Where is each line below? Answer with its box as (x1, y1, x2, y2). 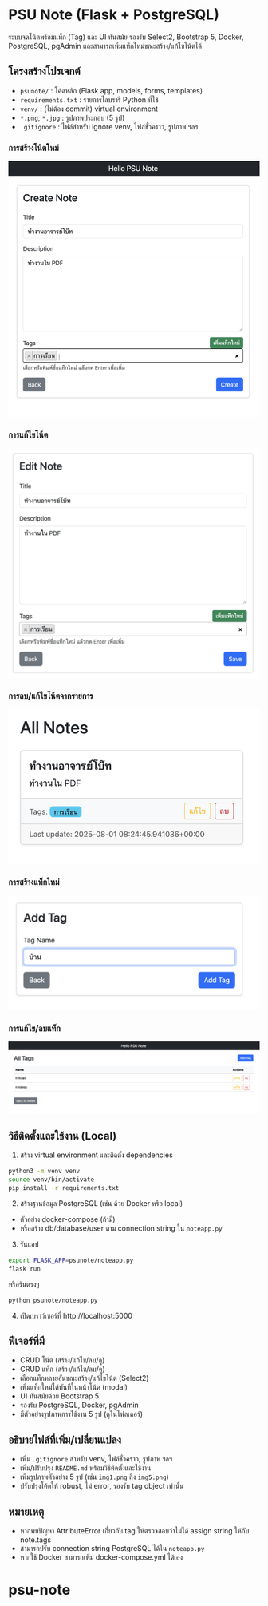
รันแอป (19, 1239, 39, 1249)
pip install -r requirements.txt (8, 1184, 120, 1192)
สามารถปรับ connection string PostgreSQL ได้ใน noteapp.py (19, 1544, 205, 1553)
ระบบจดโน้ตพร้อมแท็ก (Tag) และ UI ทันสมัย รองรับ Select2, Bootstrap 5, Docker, (8, 32, 244, 42)
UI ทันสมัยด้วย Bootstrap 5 (19, 1391, 100, 1401)
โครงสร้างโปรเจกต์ (8, 65, 81, 78)
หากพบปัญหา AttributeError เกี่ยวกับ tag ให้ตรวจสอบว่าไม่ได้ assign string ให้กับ (19, 1526, 250, 1536)
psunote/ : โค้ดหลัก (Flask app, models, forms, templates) (19, 85, 203, 95)
